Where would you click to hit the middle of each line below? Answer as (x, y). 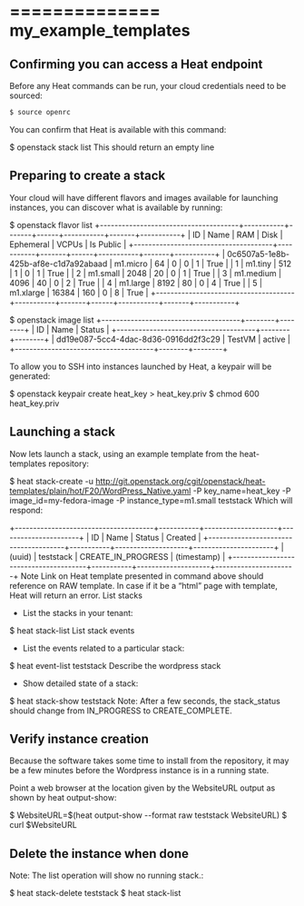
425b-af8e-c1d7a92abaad (59, 264)
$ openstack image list (52, 320)
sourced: (26, 95)
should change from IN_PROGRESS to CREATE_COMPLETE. (121, 711)
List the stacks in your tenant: (78, 612)
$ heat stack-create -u (51, 481)
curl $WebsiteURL (43, 825)
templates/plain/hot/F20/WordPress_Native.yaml (100, 491)
